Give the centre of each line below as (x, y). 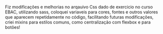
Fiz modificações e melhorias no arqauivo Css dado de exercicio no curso (79, 7)
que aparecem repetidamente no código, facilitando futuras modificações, (79, 17)
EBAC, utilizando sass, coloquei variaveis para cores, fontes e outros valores (81, 12)
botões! (13, 27)
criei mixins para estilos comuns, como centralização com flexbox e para (78, 22)
